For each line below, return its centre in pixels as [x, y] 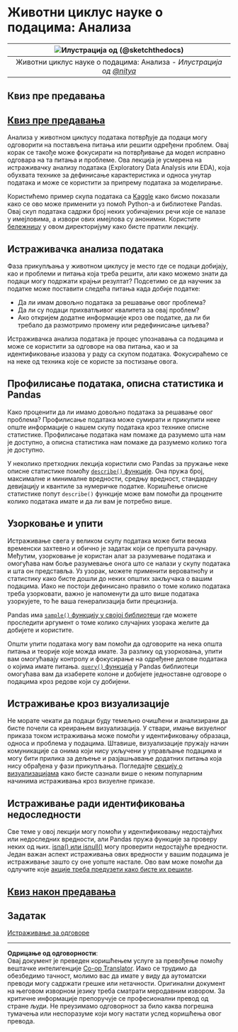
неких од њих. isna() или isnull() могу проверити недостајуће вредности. [118, 847]
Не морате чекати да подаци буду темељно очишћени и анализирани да [118, 721]
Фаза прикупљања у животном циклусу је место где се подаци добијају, [118, 266]
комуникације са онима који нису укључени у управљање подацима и [114, 751]
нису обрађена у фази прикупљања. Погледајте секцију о [95, 766]
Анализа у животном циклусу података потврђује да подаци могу [107, 137]
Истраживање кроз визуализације [89, 704]
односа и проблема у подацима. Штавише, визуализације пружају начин [118, 744]
